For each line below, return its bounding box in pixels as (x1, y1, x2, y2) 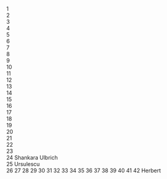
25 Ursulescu (6, 161, 40, 167)
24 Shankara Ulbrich (6, 154, 58, 161)
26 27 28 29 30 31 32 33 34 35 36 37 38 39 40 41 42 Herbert (6, 167, 162, 174)
